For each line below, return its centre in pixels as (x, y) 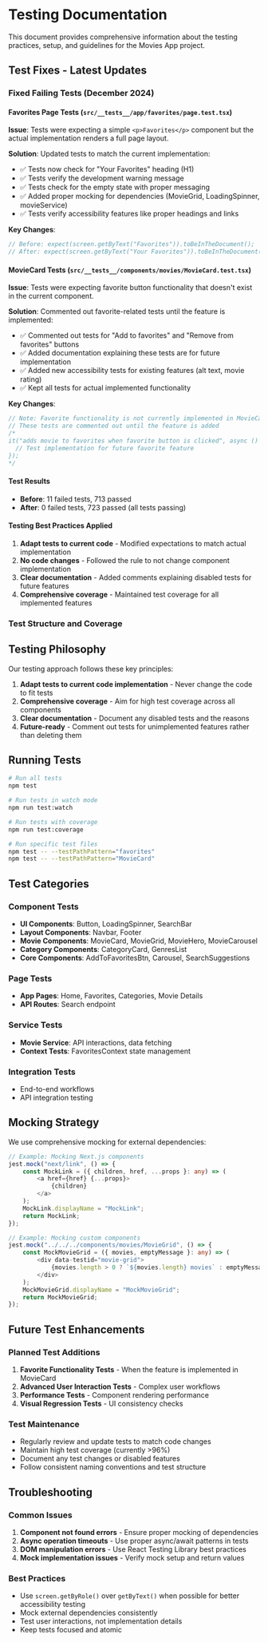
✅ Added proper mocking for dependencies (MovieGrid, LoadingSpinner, (140, 196)
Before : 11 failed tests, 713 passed (75, 499)
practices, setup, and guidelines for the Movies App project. (107, 45)
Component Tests (43, 906)
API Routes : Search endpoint (67, 1005)
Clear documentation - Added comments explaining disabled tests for (136, 577)
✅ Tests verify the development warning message (102, 178)
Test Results (29, 482)
